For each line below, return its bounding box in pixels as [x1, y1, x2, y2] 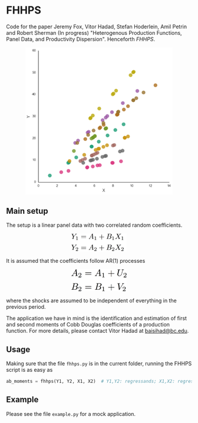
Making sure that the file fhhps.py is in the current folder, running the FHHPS [6, 360, 192, 367]
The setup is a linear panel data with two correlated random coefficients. [6, 222, 183, 229]
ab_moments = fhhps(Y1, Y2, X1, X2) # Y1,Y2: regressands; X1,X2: [6, 378, 176, 384]
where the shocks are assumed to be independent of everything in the [6, 297, 177, 304]
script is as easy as [6, 366, 53, 373]
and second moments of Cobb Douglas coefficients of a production [6, 321, 170, 328]
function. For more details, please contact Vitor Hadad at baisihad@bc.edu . [6, 328, 189, 335]
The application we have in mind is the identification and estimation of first [6, 315, 187, 322]
